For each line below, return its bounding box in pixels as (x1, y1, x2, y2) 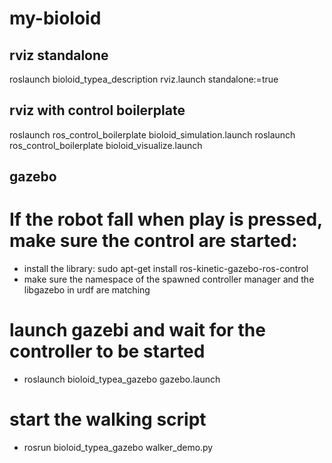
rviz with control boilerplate (9, 102, 186, 119)
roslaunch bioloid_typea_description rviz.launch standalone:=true (9, 73, 279, 85)
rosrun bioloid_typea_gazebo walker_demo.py (23, 442, 214, 454)
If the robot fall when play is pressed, (9, 208, 323, 231)
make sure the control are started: (9, 230, 298, 252)
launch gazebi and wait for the (9, 319, 266, 342)
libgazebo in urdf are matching (23, 284, 151, 296)
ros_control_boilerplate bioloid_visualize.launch (9, 139, 203, 151)
